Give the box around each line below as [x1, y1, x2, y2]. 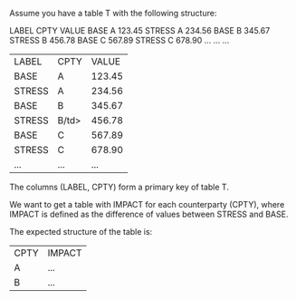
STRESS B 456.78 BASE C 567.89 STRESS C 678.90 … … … [9, 35, 230, 45]
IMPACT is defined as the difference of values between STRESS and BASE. [9, 208, 289, 219]
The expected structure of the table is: [9, 227, 153, 237]
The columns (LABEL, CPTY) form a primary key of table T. [9, 181, 229, 192]
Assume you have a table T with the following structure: [9, 8, 217, 18]
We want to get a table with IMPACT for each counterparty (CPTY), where [9, 199, 285, 209]
